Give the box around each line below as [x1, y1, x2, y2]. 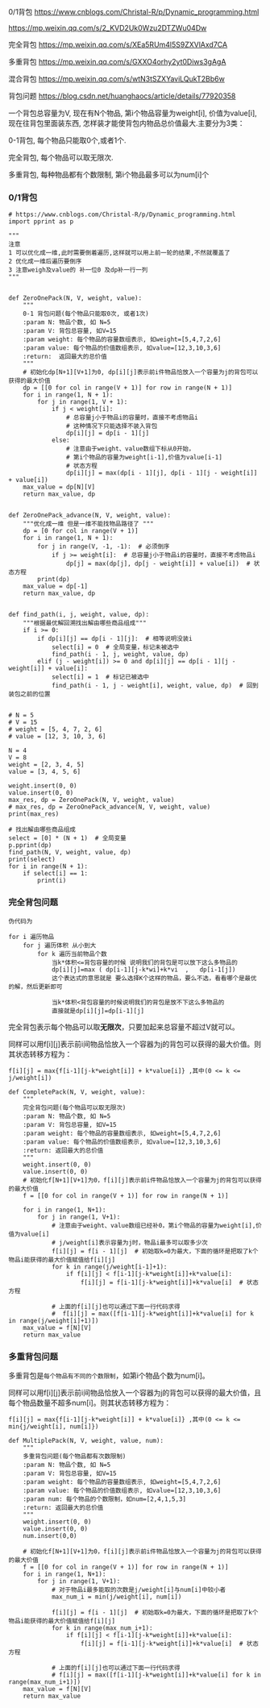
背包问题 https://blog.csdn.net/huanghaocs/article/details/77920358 [8, 91, 236, 101]
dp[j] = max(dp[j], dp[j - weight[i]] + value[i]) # [65, 559, 251, 568]
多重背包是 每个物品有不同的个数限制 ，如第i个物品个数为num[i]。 [8, 1370, 210, 1380]
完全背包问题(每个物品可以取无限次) [23, 1103, 127, 1112]
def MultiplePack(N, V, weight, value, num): [8, 1436, 164, 1444]
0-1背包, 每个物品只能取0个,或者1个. [8, 135, 127, 145]
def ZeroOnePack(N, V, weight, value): [8, 294, 143, 302]
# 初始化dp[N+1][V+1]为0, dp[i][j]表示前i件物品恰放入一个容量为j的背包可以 [23, 368, 259, 376]
